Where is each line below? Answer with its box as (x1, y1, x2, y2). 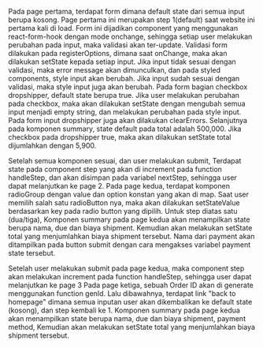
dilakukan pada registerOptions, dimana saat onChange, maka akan (8, 49, 228, 58)
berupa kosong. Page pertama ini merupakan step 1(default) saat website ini (8, 15, 255, 24)
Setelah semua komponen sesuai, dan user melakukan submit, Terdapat (8, 156, 242, 165)
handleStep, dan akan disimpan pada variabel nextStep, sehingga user (8, 173, 238, 182)
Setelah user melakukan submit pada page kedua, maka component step (8, 264, 245, 273)
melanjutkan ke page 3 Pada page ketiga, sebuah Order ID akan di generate (8, 280, 254, 290)
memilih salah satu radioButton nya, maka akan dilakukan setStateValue (8, 198, 240, 208)
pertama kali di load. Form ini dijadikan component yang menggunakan (8, 24, 239, 32)
